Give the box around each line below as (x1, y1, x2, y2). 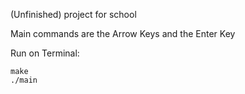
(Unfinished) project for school (10, 9, 137, 20)
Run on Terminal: (10, 47, 80, 59)
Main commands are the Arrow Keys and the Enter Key (10, 28, 236, 39)
